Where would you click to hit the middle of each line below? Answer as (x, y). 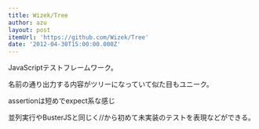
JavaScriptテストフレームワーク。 (63, 68)
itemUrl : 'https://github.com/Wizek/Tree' (78, 37)
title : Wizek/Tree (38, 15)
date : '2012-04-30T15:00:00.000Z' (65, 45)
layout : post (29, 30)
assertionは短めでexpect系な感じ (62, 101)
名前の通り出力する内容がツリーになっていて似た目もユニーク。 (111, 84)
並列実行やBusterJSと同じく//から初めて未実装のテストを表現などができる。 (131, 117)
